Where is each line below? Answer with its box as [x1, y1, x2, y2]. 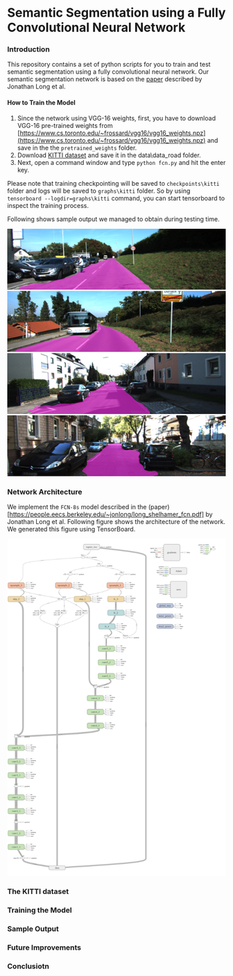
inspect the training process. [7, 201, 89, 209]
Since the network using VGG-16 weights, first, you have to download [17, 113, 216, 122]
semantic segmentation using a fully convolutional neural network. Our [7, 67, 209, 76]
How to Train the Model [7, 99, 76, 107]
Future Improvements [7, 943, 82, 952]
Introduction [7, 45, 50, 54]
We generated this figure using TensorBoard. [7, 525, 136, 533]
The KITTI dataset [7, 886, 69, 896]
